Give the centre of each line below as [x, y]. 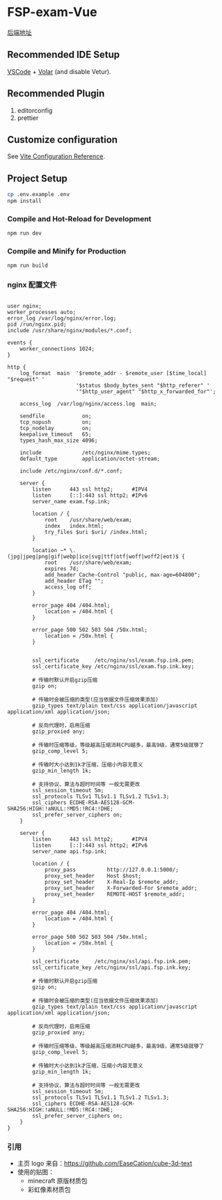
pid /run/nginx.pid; [37, 324]
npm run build [28, 266]
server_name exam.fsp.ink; [71, 501]
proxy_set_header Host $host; [93, 876]
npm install [24, 201]
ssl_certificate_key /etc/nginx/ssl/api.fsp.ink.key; [112, 968]
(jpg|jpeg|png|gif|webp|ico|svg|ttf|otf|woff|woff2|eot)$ [93, 556]
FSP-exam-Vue [52, 12]
